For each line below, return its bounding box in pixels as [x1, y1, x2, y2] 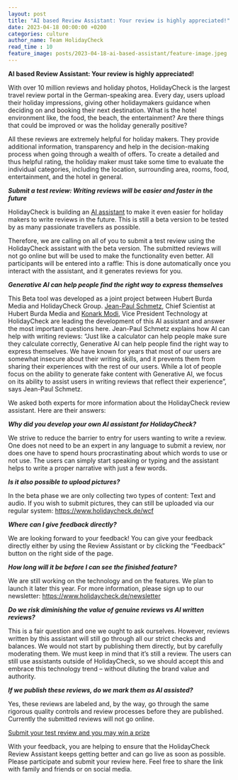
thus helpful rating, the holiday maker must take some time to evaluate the [8, 157, 225, 166]
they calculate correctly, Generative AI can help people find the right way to [8, 339, 229, 348]
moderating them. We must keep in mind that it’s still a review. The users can [8, 649, 232, 658]
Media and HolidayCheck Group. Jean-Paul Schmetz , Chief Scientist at [8, 301, 215, 310]
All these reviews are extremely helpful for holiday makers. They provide [8, 134, 220, 143]
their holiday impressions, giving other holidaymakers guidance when [8, 98, 211, 107]
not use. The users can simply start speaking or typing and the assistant [8, 456, 219, 465]
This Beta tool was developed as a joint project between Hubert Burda [8, 294, 212, 303]
